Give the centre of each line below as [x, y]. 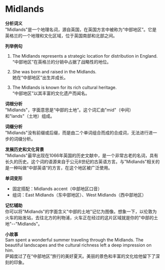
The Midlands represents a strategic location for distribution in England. [85, 56]
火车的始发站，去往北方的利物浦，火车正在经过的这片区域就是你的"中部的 [80, 217]
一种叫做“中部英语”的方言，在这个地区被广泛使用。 [61, 168]
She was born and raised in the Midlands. [54, 71]
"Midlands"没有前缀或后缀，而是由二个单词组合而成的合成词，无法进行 [77, 133]
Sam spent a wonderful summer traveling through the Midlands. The [74, 239]
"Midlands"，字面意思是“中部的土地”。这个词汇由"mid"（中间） [69, 110]
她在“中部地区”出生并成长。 [40, 77]
